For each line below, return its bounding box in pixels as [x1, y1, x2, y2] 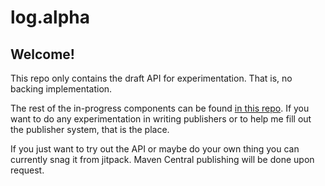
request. [10, 164, 45, 176]
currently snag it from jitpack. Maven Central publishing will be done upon [10, 154, 315, 165]
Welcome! [10, 46, 75, 63]
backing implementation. [10, 83, 113, 95]
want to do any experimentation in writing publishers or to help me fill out [10, 113, 312, 125]
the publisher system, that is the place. [10, 124, 170, 135]
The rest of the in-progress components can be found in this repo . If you [10, 102, 310, 114]
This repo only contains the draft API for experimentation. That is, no [10, 72, 293, 84]
